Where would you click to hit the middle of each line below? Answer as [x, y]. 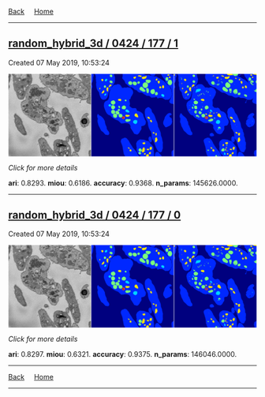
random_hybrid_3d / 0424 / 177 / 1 [93, 44]
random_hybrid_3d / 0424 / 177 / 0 [95, 215]
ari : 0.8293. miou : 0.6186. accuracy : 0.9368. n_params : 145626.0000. [123, 183]
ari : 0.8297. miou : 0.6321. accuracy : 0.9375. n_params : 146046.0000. [123, 354]
